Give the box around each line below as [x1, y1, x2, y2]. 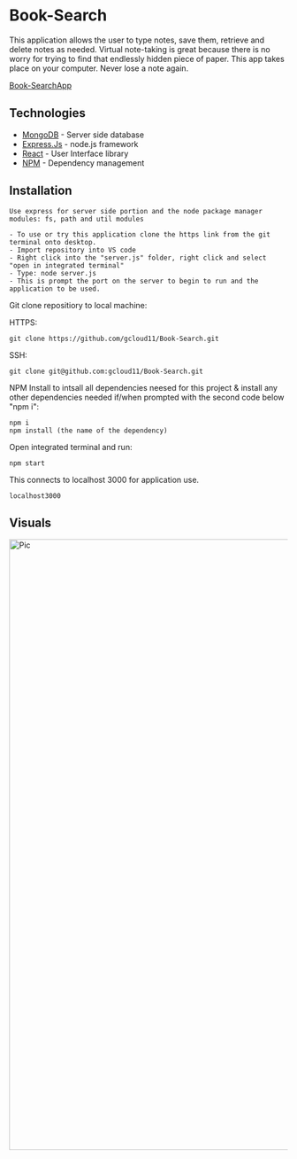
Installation [9, 183, 72, 198]
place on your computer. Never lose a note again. [9, 63, 189, 74]
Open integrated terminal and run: [9, 441, 133, 452]
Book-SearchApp [9, 80, 72, 90]
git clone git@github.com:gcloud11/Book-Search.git [9, 367, 203, 376]
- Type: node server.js [9, 268, 97, 277]
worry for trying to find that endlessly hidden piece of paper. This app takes [9, 53, 285, 64]
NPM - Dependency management [21, 157, 145, 168]
